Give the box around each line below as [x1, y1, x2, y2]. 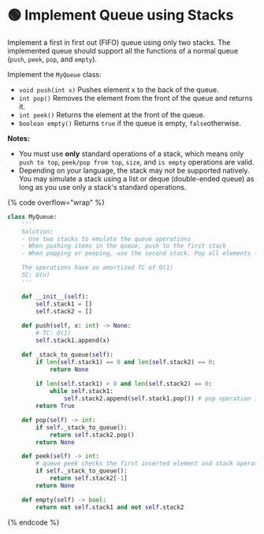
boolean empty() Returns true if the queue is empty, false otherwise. [18, 118, 242, 128]
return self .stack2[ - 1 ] [49, 474, 128, 483]
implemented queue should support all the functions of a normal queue [7, 46, 239, 55]
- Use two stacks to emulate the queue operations [21, 235, 191, 243]
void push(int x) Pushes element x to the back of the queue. [18, 84, 220, 95]
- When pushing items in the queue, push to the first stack [21, 242, 226, 250]
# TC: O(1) [35, 329, 72, 337]
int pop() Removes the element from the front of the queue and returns [18, 93, 253, 102]
